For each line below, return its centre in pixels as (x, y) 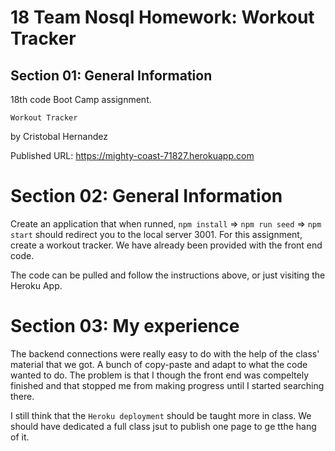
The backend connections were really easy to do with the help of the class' (165, 353)
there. (22, 396)
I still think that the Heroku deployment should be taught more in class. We (161, 415)
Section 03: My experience (125, 326)
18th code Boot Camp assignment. (81, 99)
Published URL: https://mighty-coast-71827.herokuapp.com (132, 155)
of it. (20, 437)
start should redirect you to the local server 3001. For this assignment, (156, 234)
